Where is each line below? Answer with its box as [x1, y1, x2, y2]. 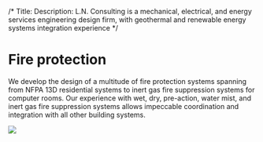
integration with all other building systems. [8, 110, 146, 119]
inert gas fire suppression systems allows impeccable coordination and [8, 101, 239, 111]
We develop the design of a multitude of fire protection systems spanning [8, 76, 246, 86]
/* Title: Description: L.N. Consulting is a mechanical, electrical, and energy [8, 7, 252, 16]
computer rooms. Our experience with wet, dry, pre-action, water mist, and [8, 93, 252, 103]
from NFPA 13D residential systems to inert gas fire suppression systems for [8, 85, 255, 94]
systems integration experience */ [8, 24, 119, 32]
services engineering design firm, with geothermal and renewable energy [8, 15, 246, 24]
